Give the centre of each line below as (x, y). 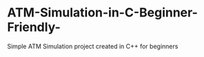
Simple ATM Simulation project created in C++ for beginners (93, 46)
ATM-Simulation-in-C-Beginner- (103, 13)
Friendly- (34, 27)
